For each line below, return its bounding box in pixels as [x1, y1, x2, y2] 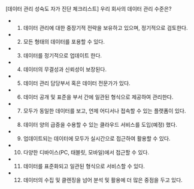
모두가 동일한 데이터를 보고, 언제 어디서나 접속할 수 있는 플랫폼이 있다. [23, 107, 186, 114]
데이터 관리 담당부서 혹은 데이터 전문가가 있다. [23, 80, 131, 87]
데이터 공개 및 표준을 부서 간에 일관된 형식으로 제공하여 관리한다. [23, 93, 174, 100]
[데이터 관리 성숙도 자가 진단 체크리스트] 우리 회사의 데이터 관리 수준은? [5, 5, 172, 12]
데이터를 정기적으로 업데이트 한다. [23, 52, 102, 59]
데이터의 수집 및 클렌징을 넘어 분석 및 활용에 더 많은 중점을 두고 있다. [23, 176, 183, 184]
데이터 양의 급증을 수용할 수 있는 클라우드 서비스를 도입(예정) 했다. [23, 121, 177, 128]
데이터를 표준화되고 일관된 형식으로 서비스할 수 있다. [23, 163, 145, 169]
